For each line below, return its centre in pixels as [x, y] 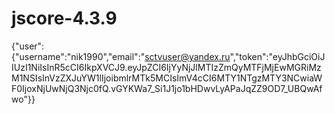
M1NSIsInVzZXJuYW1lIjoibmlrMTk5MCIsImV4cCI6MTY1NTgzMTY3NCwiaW [167, 78]
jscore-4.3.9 [64, 18]
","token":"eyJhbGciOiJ [277, 56]
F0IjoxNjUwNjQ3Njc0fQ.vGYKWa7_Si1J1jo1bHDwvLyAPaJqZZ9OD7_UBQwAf [167, 88]
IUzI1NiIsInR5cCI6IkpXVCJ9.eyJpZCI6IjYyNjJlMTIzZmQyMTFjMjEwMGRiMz [166, 67]
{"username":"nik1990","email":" [78, 56]
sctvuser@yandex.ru [187, 56]
